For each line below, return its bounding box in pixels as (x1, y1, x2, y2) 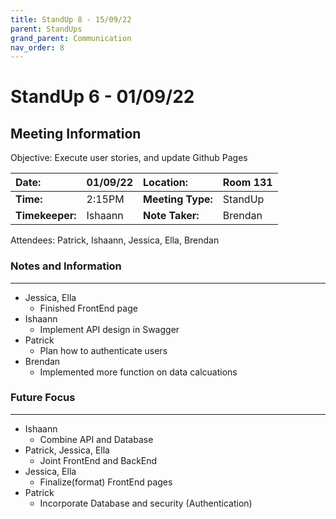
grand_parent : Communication (10, 33, 132, 43)
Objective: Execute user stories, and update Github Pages (10, 152, 248, 164)
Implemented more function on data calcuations (39, 366, 238, 378)
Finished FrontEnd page (39, 302, 138, 314)
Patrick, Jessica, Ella (24, 444, 110, 456)
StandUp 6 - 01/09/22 (10, 86, 195, 108)
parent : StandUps (10, 24, 83, 34)
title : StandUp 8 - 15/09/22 (10, 14, 132, 25)
